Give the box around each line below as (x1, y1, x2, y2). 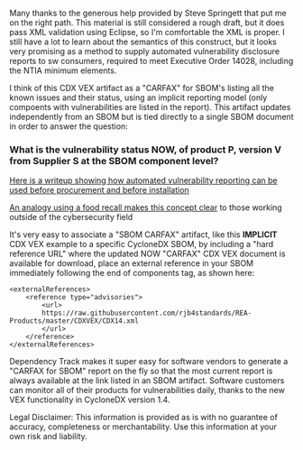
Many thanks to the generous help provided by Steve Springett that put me (9, 8, 287, 18)
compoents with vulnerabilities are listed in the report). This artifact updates (9, 102, 291, 112)
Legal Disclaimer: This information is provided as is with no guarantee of (9, 412, 278, 423)
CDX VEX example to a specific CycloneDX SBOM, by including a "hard (9, 239, 274, 250)
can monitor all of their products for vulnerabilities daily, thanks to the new (9, 385, 286, 396)
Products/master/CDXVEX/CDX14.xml (9, 317, 140, 326)
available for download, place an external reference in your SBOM (9, 258, 254, 269)
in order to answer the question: (9, 121, 128, 132)
